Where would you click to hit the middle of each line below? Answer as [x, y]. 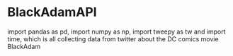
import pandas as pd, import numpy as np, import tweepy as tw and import [116, 31]
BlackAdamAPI [52, 12]
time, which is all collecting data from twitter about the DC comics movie [113, 38]
